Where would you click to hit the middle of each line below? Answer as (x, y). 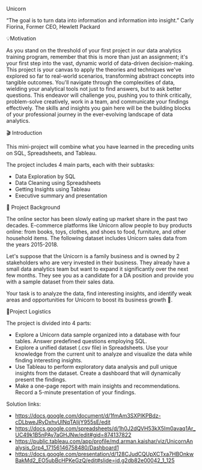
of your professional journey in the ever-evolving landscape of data (90, 114)
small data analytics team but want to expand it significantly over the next (97, 269)
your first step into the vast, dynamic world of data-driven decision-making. (100, 63)
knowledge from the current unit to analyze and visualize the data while (103, 354)
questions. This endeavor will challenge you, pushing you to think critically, (99, 95)
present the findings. (41, 379)
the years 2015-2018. (32, 244)
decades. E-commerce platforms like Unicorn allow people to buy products (99, 225)
